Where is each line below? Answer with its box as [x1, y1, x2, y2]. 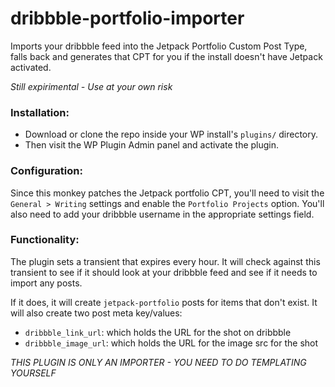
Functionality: [10, 233, 80, 247]
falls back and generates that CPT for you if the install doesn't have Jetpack [10, 50, 323, 62]
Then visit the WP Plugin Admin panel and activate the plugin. [24, 139, 280, 151]
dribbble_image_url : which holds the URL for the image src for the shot [24, 337, 319, 349]
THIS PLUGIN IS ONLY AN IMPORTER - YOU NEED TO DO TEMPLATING [10, 356, 307, 368]
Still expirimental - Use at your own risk [10, 80, 173, 92]
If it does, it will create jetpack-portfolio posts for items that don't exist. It [10, 296, 318, 308]
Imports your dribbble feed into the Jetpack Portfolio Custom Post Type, [10, 40, 308, 52]
